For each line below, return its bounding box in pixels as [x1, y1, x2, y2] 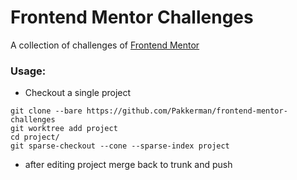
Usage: [10, 64, 47, 78]
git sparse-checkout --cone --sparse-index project [10, 141, 230, 151]
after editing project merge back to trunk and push [24, 159, 233, 171]
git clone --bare [10, 106, 83, 116]
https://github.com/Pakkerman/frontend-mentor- [86, 106, 288, 116]
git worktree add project [10, 124, 118, 134]
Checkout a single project [24, 87, 132, 99]
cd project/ [10, 132, 60, 143]
